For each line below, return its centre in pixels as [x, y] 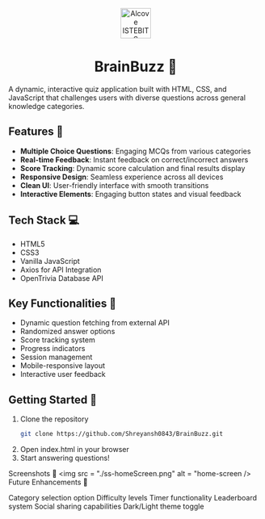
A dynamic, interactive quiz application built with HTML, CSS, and [118, 89]
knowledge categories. [46, 106]
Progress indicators [53, 349]
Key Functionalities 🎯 [63, 303]
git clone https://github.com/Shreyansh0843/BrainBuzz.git [122, 434]
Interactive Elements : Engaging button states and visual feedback [130, 194]
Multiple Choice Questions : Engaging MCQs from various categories [135, 151]
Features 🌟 [36, 132]
